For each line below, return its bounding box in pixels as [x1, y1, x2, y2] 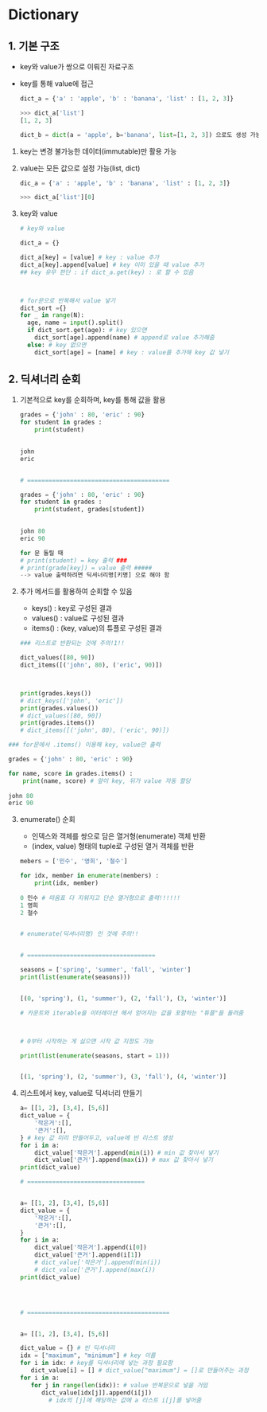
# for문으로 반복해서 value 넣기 [19, 296, 116, 304]
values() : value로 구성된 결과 [31, 613, 125, 623]
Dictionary [8, 6, 79, 24]
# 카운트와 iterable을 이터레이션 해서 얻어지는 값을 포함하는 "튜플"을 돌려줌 [19, 1009, 244, 1017]
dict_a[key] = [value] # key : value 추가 [19, 253, 160, 261]
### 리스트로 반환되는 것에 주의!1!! [19, 640, 125, 647]
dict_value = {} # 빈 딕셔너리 [19, 1344, 115, 1352]
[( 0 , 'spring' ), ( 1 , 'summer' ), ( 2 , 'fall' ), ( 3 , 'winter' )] [19, 994, 227, 1003]
